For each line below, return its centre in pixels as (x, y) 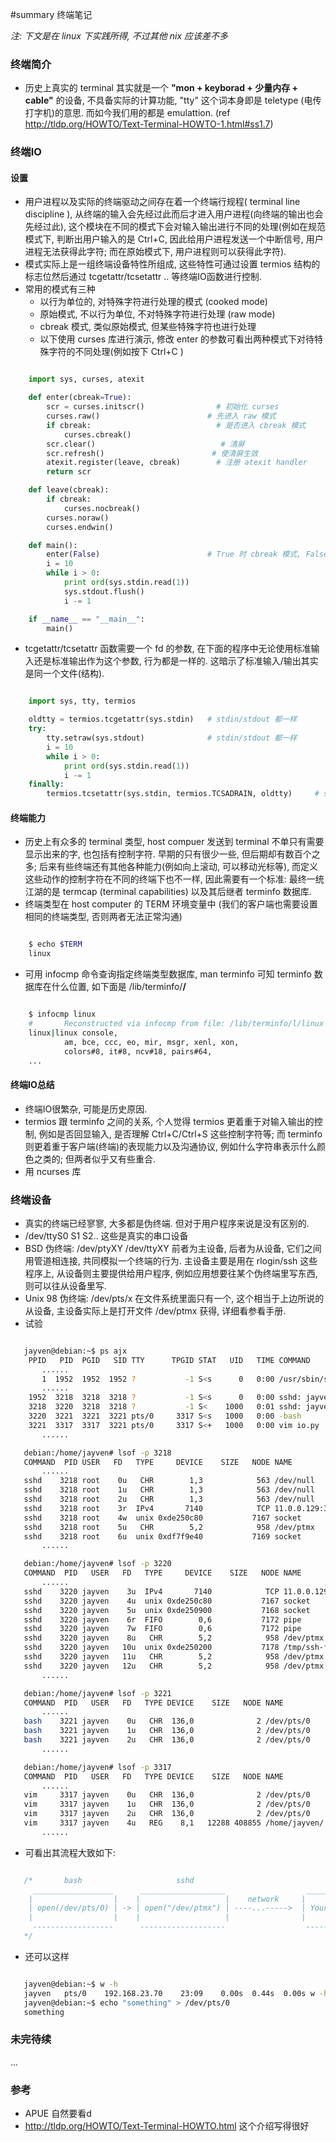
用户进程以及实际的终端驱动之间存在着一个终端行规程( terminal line (162, 202)
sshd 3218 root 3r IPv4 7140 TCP (147, 1508)
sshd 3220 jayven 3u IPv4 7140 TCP (151, 1591)
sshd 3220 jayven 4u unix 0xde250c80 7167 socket (167, 1601)
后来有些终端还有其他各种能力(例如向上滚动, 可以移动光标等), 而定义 (178, 867)
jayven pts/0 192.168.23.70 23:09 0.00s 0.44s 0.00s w (169, 1993)
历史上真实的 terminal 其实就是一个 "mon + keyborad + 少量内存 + (161, 88)
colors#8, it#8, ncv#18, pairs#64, (138, 1051)
